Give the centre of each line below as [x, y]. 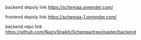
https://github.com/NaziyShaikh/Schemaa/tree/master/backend [71, 32]
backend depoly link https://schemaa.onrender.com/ [59, 7]
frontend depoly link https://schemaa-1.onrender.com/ [61, 17]
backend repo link [24, 26]
